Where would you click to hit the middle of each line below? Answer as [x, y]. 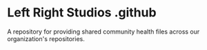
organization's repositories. [46, 38]
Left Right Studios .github [82, 13]
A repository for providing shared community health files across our [103, 32]
